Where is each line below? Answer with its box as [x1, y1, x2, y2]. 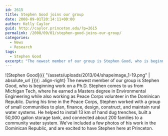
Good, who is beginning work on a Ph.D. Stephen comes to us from [5, 83, 144, 89]
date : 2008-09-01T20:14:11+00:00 [5, 16, 75, 21]
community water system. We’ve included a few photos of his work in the [5, 120, 156, 126]
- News [9, 40, 23, 45]
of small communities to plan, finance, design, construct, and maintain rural [5, 104, 160, 110]
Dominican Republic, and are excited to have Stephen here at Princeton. [5, 125, 153, 131]
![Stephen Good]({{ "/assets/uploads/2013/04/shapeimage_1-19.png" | [5, 72, 150, 78]
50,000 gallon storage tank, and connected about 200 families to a [5, 114, 143, 120]
